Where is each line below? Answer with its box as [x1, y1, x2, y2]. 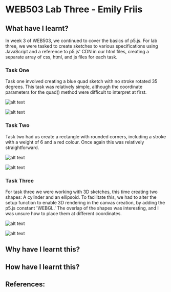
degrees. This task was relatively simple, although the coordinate [5, 84, 143, 90]
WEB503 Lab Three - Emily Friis [5, 4, 143, 15]
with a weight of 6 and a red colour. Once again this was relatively [5, 139, 144, 145]
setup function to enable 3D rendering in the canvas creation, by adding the [5, 199, 165, 205]
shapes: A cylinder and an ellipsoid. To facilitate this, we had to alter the [5, 194, 157, 200]
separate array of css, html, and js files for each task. [5, 54, 118, 60]
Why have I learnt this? [5, 245, 80, 254]
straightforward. [5, 144, 39, 151]
